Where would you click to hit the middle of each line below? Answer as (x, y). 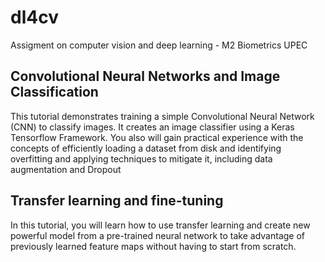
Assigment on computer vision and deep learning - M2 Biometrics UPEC (159, 45)
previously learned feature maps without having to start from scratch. (153, 246)
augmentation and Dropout (66, 169)
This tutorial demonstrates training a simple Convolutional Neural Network (162, 116)
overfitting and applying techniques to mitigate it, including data (141, 158)
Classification (54, 92)
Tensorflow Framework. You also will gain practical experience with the (157, 137)
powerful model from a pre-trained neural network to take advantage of (158, 235)
